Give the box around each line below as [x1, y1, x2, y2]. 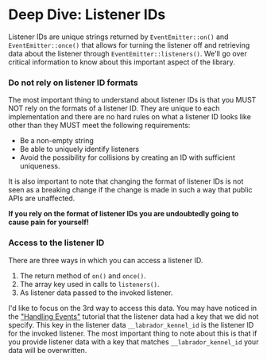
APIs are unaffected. [8, 193, 75, 204]
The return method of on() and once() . [19, 270, 146, 280]
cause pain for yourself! [8, 217, 89, 227]
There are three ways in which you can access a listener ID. [8, 255, 203, 265]
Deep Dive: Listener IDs [8, 6, 166, 24]
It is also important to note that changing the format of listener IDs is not [8, 177, 244, 186]
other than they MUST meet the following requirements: [8, 121, 191, 130]
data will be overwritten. [8, 345, 87, 355]
